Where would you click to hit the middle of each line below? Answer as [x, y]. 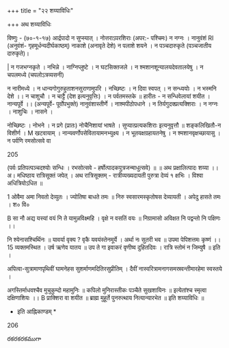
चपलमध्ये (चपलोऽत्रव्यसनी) [36, 75]
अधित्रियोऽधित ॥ [25, 183]
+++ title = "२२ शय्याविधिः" [40, 11]
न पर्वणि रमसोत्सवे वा [29, 141]
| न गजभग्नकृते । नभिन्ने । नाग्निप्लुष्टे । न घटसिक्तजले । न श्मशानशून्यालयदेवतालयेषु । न [105, 67]
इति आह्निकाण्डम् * [37, 311]
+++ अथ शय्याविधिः [29, 24]
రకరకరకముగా [24, 338]
